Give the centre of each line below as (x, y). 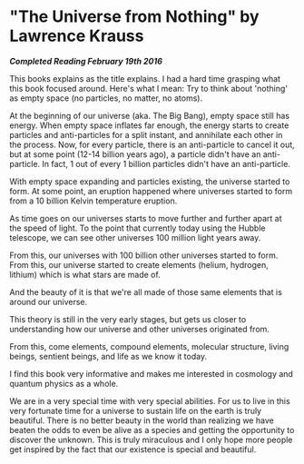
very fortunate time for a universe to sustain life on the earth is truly (135, 410)
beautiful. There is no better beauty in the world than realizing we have (142, 420)
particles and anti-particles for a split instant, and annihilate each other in (146, 134)
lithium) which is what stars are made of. (85, 274)
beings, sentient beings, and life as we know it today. (108, 356)
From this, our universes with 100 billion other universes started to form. (144, 255)
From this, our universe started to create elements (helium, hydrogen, (139, 264)
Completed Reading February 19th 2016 (86, 61)
